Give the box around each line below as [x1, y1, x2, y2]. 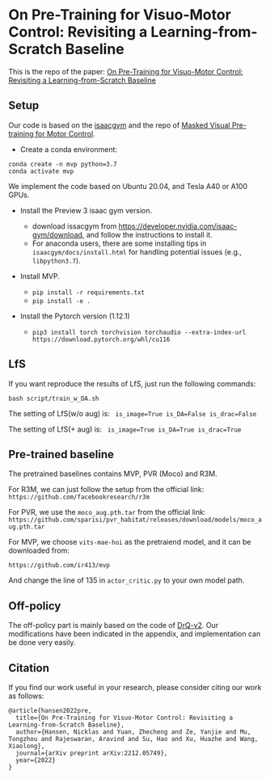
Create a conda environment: [19, 144, 118, 154]
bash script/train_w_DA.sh [8, 394, 99, 402]
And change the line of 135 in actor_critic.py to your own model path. [8, 575, 245, 585]
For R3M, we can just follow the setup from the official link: [8, 485, 205, 495]
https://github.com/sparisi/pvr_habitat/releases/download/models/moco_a [8, 516, 263, 524]
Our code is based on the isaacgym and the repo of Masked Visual [8, 120, 230, 130]
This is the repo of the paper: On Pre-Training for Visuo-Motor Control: [8, 66, 243, 76]
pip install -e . [32, 297, 91, 305]
